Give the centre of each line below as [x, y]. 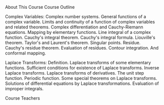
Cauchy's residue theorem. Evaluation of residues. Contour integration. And [82, 48]
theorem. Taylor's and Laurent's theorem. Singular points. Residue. [73, 43]
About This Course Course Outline [40, 7]
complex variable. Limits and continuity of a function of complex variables [80, 22]
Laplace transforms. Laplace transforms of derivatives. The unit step [75, 73]
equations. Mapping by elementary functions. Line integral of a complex [78, 32]
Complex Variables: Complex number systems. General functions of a [76, 16]
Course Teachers [23, 98]
